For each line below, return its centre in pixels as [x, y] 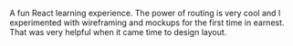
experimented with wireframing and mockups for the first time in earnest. [147, 23]
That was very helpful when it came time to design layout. [118, 32]
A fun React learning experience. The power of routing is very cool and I [145, 13]
